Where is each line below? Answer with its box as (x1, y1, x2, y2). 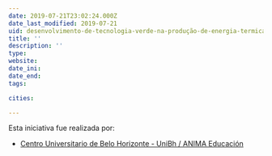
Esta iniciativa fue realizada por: (8, 123, 115, 133)
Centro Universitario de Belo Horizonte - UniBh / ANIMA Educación (19, 139, 244, 149)
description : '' (8, 42, 63, 50)
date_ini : (8, 65, 42, 73)
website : (8, 57, 38, 65)
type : (8, 49, 27, 57)
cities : (8, 94, 35, 102)
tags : (8, 79, 27, 87)
